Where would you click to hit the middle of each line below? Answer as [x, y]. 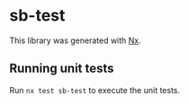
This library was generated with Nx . [75, 40]
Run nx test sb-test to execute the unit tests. [95, 90]
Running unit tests [62, 69]
